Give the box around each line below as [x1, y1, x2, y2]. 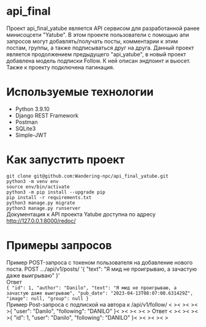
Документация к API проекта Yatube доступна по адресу [6, 210, 156, 218]
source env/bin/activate [6, 184, 70, 190]
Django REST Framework [15, 111, 78, 119]
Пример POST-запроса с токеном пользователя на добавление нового [6, 258, 193, 266]
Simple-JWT [15, 131, 47, 138]
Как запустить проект [6, 153, 125, 167]
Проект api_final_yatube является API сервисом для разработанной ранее [6, 24, 200, 32]
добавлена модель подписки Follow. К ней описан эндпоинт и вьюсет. [6, 57, 191, 64]
